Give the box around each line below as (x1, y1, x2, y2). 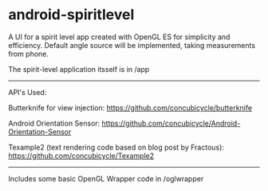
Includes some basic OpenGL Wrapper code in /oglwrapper (8, 173, 204, 183)
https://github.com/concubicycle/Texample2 (8, 150, 154, 161)
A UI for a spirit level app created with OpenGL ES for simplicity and (8, 32, 231, 42)
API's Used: (8, 87, 47, 97)
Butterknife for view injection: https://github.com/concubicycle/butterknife (8, 102, 253, 113)
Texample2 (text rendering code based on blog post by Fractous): (8, 142, 225, 152)
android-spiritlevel (8, 6, 135, 24)
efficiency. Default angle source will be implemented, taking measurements (8, 40, 256, 50)
